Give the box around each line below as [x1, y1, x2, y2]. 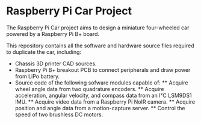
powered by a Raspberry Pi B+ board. [6, 30, 100, 37]
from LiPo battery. [14, 72, 60, 80]
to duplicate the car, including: [6, 48, 82, 55]
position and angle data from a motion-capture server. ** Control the [14, 104, 185, 111]
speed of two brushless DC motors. [14, 111, 104, 118]
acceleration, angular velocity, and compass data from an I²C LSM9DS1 [14, 92, 193, 99]
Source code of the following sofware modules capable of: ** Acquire [14, 79, 188, 86]
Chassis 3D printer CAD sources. [14, 60, 97, 67]
